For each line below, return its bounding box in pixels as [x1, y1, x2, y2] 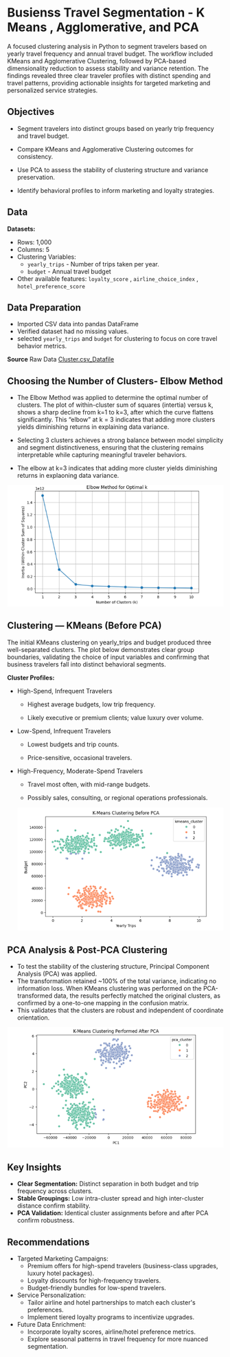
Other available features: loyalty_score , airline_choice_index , [16, 274, 199, 283]
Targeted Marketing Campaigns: [16, 1254, 108, 1263]
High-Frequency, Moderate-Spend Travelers [16, 766, 143, 775]
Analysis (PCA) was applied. [16, 969, 97, 978]
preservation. [16, 173, 55, 181]
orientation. [16, 1013, 50, 1022]
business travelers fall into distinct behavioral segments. [7, 660, 166, 669]
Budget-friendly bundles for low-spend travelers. [27, 1284, 167, 1292]
